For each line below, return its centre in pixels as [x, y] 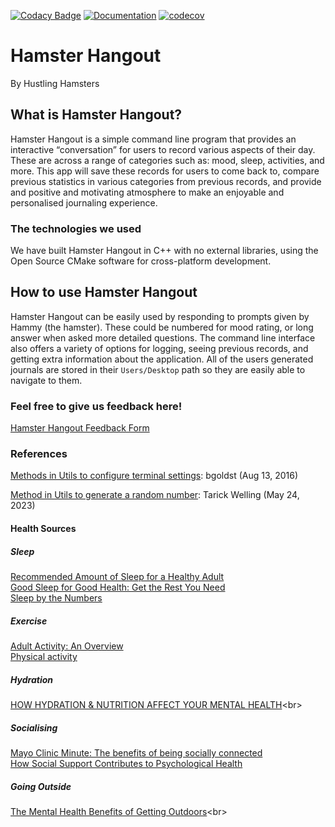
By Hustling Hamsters [55, 83]
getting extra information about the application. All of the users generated [162, 359]
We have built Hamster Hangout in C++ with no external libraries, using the [164, 251]
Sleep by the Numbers [56, 598]
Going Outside [41, 786]
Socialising [34, 727]
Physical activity [44, 656]
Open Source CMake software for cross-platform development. [141, 261]
